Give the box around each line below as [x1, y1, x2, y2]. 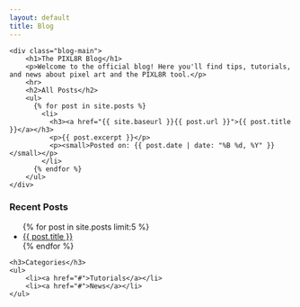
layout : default [9, 13, 70, 23]
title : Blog [9, 22, 54, 31]
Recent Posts [9, 201, 69, 213]
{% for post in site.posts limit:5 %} [22, 221, 150, 232]
